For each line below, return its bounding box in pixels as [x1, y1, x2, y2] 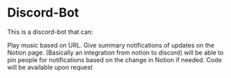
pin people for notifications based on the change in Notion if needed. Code [7, 55, 223, 64]
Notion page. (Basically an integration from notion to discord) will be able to [7, 48, 224, 57]
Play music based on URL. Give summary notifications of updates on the [7, 41, 215, 49]
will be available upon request [7, 63, 93, 71]
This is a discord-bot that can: [7, 28, 94, 36]
